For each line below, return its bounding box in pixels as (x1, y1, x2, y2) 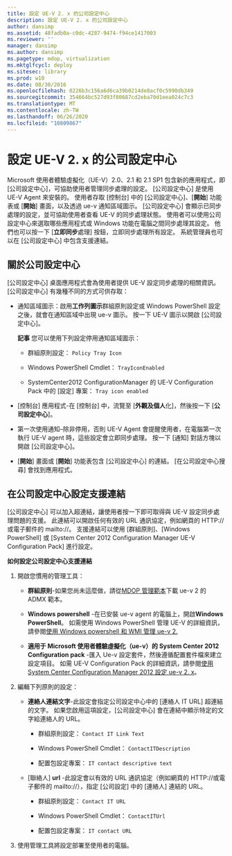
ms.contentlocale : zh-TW (7, 107, 79, 114)
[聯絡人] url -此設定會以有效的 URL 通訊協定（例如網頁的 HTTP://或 (27, 774, 220, 782)
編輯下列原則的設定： (17, 683, 78, 691)
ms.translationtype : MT (7, 101, 76, 107)
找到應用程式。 (33, 466, 76, 474)
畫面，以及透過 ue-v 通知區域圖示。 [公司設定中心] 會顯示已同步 (39, 202, 222, 210)
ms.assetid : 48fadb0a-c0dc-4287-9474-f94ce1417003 (7, 29, 157, 37)
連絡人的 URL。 (39, 715, 84, 723)
